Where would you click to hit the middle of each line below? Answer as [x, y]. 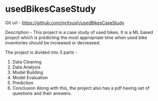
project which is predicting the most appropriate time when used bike [76, 37]
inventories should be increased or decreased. [53, 42]
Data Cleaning [27, 62]
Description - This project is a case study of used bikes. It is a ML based [79, 32]
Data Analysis [26, 67]
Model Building [28, 72]
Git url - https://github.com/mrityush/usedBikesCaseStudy [65, 23]
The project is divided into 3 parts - [41, 52]
